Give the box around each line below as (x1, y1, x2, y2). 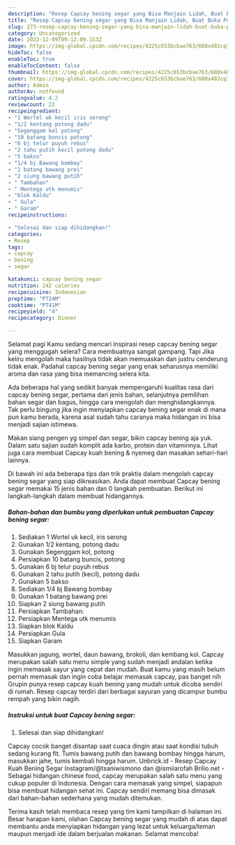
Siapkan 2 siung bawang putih (17, 599, 105, 608)
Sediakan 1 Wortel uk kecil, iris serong (17, 532, 128, 541)
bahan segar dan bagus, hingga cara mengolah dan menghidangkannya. (8, 398, 217, 406)
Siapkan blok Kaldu (17, 622, 74, 630)
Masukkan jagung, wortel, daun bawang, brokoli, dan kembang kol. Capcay (8, 650, 225, 659)
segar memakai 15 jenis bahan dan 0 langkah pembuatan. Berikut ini (8, 485, 204, 492)
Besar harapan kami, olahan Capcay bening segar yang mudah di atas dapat (8, 814, 227, 823)
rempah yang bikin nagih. (8, 694, 81, 703)
